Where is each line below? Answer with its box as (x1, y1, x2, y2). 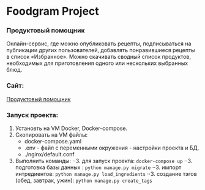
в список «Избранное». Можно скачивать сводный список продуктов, (6, 53, 192, 61)
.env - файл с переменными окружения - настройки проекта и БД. (24, 144, 199, 151)
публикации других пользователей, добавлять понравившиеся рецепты (6, 47, 195, 54)
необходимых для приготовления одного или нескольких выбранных (6, 59, 188, 67)
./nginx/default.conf (24, 151, 75, 158)
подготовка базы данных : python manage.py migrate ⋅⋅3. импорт (15, 164, 182, 171)
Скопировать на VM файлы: (15, 131, 88, 139)
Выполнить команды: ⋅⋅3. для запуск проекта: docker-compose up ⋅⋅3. (15, 158, 193, 165)
